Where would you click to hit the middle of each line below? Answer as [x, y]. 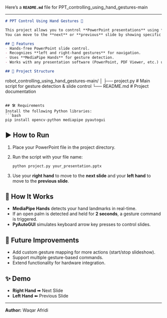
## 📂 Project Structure [30, 71]
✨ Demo [18, 278]
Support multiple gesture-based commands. [58, 258]
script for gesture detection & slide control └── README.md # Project [77, 86]
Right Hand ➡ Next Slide [38, 291]
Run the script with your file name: [47, 157]
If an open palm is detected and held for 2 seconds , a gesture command [86, 214]
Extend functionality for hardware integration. [59, 263]
